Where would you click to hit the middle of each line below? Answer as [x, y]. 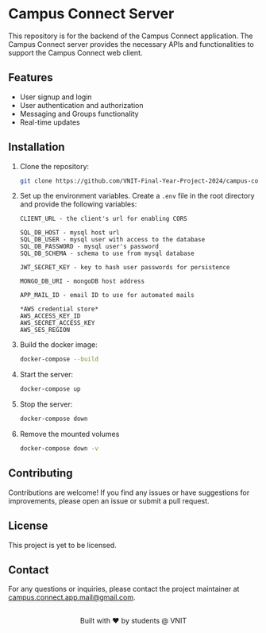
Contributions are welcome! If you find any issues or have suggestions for [129, 492]
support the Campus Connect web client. [75, 52]
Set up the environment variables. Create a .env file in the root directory [137, 196]
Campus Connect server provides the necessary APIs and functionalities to [131, 44]
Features [31, 77]
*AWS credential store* [59, 309]
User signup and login [56, 97]
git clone [36, 181]
